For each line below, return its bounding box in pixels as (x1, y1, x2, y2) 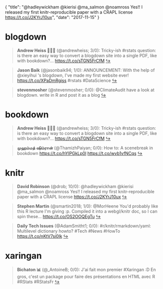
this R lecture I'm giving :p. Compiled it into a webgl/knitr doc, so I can (17, 208, 158, 214)
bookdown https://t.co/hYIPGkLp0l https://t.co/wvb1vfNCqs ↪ (17, 150, 143, 156)
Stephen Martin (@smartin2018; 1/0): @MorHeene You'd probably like (17, 203, 158, 209)
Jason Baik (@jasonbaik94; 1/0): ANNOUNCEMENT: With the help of (17, 67, 155, 73)
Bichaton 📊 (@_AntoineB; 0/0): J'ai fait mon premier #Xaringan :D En (17, 267, 156, 272)
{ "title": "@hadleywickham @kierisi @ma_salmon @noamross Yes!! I (5, 4, 143, 10)
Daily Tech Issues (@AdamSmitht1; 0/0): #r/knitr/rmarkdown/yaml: (17, 223, 151, 229)
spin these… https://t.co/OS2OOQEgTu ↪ (17, 213, 101, 219)
